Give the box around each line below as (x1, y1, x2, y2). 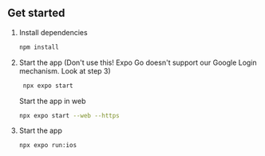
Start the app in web (18, 96, 86, 106)
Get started (7, 6, 65, 20)
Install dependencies (18, 27, 89, 37)
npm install (18, 43, 59, 51)
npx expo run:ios (18, 142, 77, 150)
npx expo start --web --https (18, 111, 121, 119)
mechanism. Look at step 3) (18, 66, 111, 75)
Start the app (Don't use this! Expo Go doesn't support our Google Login (18, 58, 257, 67)
